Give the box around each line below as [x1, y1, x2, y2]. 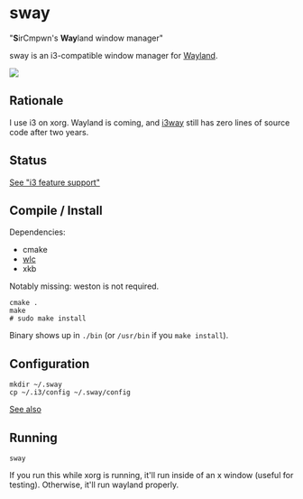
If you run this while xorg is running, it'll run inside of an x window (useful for [9, 470, 294, 480]
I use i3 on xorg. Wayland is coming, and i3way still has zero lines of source [9, 116, 290, 128]
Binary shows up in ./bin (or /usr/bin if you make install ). [9, 330, 229, 341]
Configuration [9, 356, 90, 372]
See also [9, 404, 42, 415]
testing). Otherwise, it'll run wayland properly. [9, 479, 179, 490]
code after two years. [9, 126, 89, 137]
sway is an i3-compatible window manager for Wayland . [9, 50, 218, 60]
